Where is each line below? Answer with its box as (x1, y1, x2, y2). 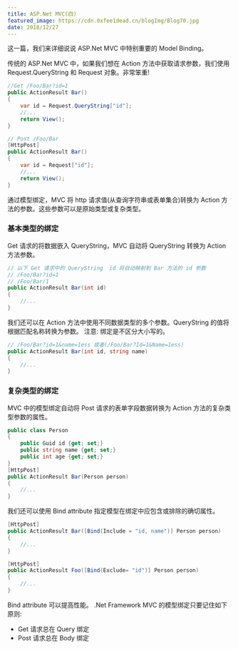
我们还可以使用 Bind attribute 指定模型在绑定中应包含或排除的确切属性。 (7, 507, 219, 516)
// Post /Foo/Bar (7, 135, 59, 143)
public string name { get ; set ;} (20, 446, 116, 454)
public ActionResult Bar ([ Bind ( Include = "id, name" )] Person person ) (7, 528, 222, 535)
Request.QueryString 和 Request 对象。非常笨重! (7, 68, 150, 77)
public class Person (7, 426, 69, 434)
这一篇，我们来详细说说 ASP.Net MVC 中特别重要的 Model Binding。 (7, 44, 208, 53)
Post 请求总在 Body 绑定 (17, 633, 89, 642)
